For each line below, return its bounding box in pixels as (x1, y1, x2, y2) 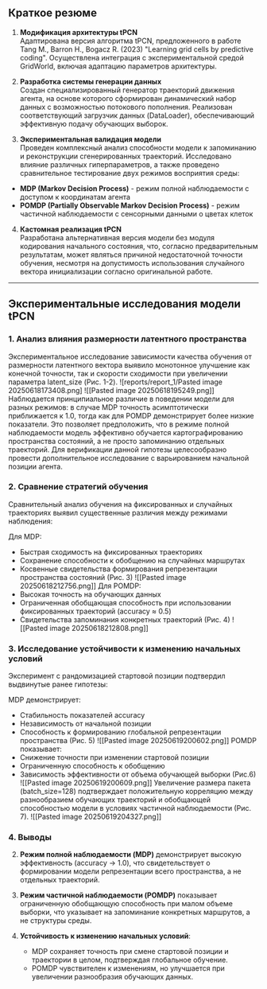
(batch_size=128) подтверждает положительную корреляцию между (19, 787, 253, 796)
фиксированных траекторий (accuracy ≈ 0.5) (19, 606, 172, 616)
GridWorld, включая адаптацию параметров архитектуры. (19, 61, 217, 71)
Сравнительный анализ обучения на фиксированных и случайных (8, 499, 233, 508)
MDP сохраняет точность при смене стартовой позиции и (31, 947, 229, 956)
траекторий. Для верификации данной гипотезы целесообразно (8, 445, 227, 454)
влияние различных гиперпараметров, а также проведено (19, 159, 220, 169)
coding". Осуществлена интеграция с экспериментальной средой (19, 53, 244, 62)
